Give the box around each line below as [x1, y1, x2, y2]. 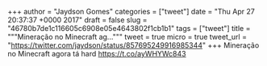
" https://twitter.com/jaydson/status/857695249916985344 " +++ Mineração [7, 41, 260, 50]
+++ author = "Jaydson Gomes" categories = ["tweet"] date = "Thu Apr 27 [7, 7, 255, 16]
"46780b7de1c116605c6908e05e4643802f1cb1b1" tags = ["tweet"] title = [7, 24, 251, 33]
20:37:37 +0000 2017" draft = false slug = [7, 15, 148, 25]
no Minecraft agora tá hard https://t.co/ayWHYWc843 [7, 49, 186, 58]
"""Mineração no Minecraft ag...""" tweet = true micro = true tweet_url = [7, 32, 248, 41]
